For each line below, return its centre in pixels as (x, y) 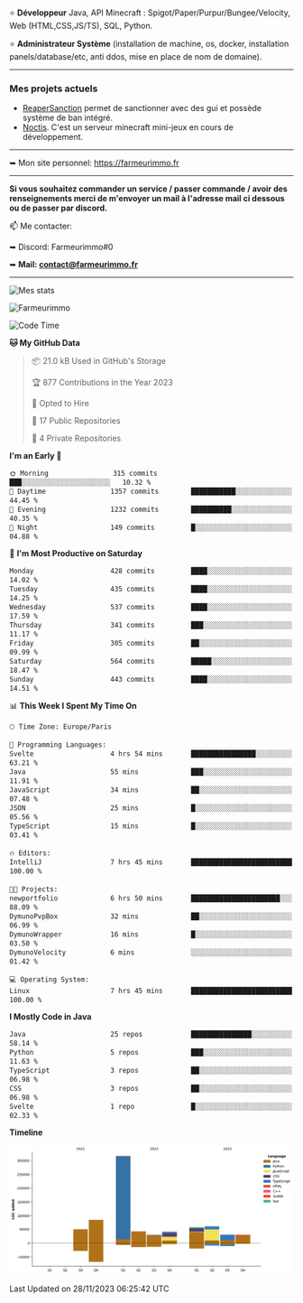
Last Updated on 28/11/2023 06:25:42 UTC (89, 1289)
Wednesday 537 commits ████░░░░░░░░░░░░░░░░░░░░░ (151, 608)
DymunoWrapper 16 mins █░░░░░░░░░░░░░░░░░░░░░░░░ (151, 935)
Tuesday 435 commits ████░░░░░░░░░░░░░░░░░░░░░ (151, 590)
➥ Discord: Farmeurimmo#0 (61, 247)
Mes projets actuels (54, 88)
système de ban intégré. (67, 118)
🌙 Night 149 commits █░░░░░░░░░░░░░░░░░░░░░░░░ (151, 528)
